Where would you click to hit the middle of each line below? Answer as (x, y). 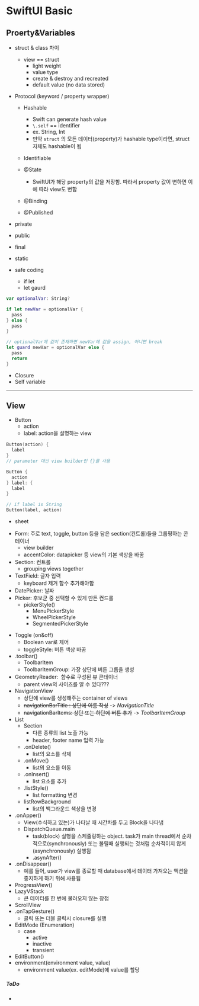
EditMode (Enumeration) (44, 925)
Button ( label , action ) (34, 510)
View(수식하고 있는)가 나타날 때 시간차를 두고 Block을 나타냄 (94, 822)
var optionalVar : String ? (38, 299)
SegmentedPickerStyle (60, 624)
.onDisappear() (33, 864)
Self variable (30, 382)
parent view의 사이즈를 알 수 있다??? (66, 684)
